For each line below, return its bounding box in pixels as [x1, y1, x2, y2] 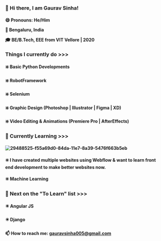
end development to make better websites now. [5, 164, 106, 170]
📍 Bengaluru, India [5, 27, 44, 33]
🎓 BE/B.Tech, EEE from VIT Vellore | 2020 [5, 37, 95, 43]
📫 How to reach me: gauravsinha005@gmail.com [5, 230, 111, 236]
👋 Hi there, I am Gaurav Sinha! [5, 5, 79, 12]
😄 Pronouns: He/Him [5, 17, 50, 23]
